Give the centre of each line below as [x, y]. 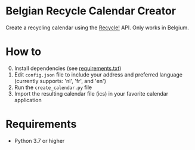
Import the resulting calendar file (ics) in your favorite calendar [91, 93]
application [28, 100]
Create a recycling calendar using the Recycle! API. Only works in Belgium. [97, 27]
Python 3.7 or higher [39, 140]
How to [24, 52]
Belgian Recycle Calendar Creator [91, 11]
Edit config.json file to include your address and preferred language [98, 74]
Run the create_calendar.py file [53, 87]
